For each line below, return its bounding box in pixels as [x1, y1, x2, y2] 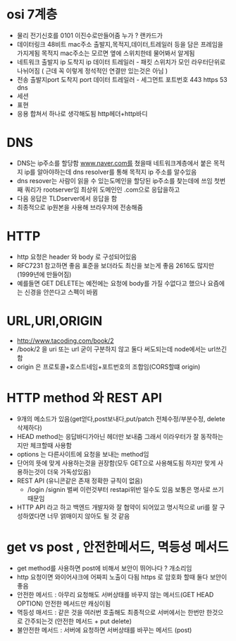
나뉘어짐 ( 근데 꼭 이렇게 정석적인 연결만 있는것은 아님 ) [16, 66, 168, 75]
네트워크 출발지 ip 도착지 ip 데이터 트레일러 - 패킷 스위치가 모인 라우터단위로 [16, 57, 226, 66]
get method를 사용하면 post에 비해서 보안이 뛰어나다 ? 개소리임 [16, 563, 192, 572]
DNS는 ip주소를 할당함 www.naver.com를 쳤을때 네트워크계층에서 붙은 [16, 158, 212, 167]
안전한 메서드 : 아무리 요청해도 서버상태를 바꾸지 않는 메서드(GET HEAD [16, 590, 214, 599]
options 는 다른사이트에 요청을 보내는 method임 [16, 449, 149, 458]
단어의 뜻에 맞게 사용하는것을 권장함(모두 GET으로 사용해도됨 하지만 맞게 [16, 459, 216, 467]
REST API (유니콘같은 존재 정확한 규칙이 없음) [16, 476, 143, 485]
